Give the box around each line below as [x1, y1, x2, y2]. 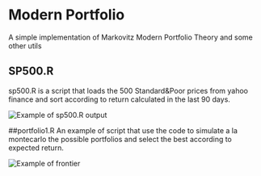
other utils [8, 40, 42, 50]
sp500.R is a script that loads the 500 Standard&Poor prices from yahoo [8, 86, 249, 95]
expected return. [8, 143, 65, 153]
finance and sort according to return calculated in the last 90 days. [8, 94, 230, 104]
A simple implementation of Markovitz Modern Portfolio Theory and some [8, 32, 253, 42]
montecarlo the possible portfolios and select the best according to [8, 134, 233, 144]
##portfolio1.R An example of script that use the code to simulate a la [8, 125, 238, 135]
